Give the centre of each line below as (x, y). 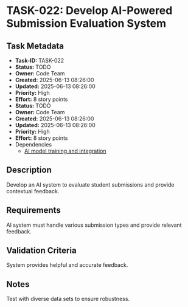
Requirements (33, 210)
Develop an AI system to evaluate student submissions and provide (90, 185)
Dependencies (33, 144)
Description (29, 170)
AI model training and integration (65, 151)
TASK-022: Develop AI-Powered (89, 11)
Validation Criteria (42, 251)
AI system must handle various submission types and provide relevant (94, 225)
